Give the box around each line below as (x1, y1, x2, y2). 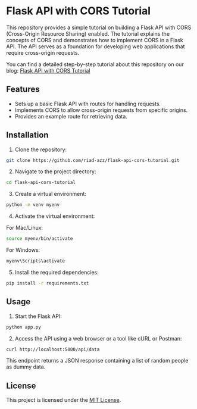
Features (6, 85, 40, 95)
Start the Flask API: (14, 313, 62, 320)
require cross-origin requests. (6, 49, 80, 56)
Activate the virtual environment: (14, 213, 95, 220)
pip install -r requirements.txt (6, 280, 89, 286)
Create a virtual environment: (14, 191, 86, 198)
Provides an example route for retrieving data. (14, 113, 128, 120)
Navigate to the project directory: (14, 168, 96, 175)
